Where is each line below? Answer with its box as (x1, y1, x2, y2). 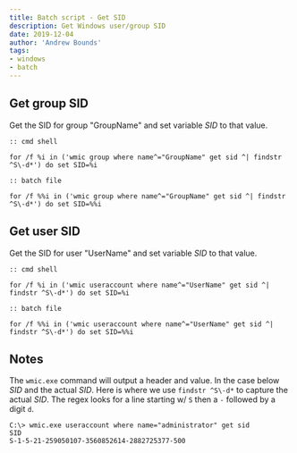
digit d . (9, 404, 34, 415)
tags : (9, 46, 30, 55)
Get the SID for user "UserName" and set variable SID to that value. (9, 247, 258, 258)
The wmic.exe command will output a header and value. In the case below (9, 375, 280, 386)
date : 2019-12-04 (9, 29, 74, 38)
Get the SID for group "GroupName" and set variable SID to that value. (9, 120, 268, 130)
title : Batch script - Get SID (9, 13, 126, 22)
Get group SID (9, 96, 89, 112)
